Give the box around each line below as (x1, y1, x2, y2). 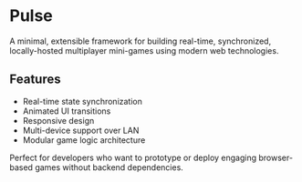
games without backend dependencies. (35, 161, 184, 173)
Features (9, 72, 61, 87)
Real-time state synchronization (22, 96, 143, 106)
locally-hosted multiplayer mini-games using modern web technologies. (9, 45, 279, 56)
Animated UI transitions (22, 106, 111, 116)
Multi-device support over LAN (22, 125, 140, 136)
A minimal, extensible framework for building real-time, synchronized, (9, 35, 272, 46)
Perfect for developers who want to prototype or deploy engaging (9, 152, 257, 163)
